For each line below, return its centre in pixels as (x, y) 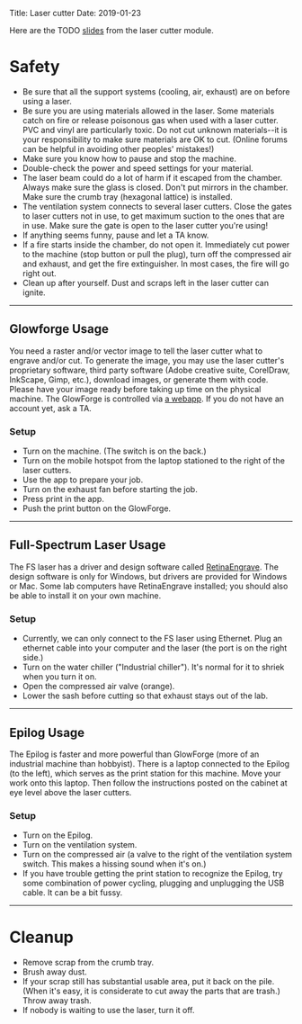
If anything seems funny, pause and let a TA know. (115, 235)
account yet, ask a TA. (50, 408)
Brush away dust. (54, 972)
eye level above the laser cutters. (71, 792)
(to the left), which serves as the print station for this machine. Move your (145, 773)
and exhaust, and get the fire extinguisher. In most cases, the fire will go (155, 264)
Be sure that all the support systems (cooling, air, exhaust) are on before (156, 91)
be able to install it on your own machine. (85, 595)
